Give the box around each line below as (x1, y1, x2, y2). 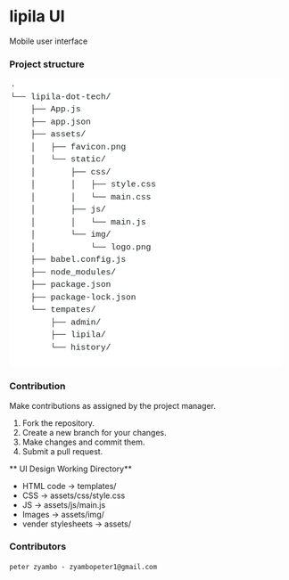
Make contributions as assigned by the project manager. (9, 400, 217, 411)
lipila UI (9, 6, 65, 27)
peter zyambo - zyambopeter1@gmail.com (9, 562, 158, 571)
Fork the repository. (21, 417, 95, 429)
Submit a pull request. (21, 445, 103, 456)
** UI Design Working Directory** (9, 463, 132, 474)
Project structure (9, 58, 85, 70)
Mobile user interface (9, 36, 88, 46)
